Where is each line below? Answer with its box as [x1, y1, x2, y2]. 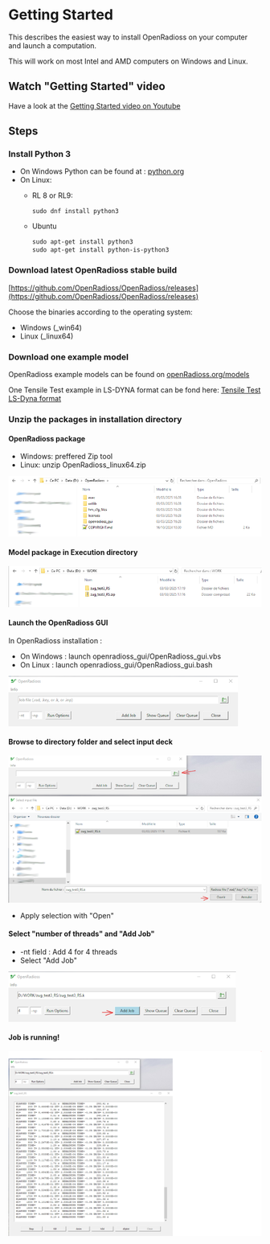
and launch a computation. [8, 40, 97, 50]
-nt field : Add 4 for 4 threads [19, 946, 118, 956]
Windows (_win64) [19, 322, 83, 332]
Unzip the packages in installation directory [8, 413, 182, 425]
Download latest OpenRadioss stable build [8, 265, 178, 276]
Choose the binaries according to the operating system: [8, 307, 193, 317]
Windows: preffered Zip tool [19, 452, 113, 462]
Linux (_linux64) [19, 331, 74, 341]
